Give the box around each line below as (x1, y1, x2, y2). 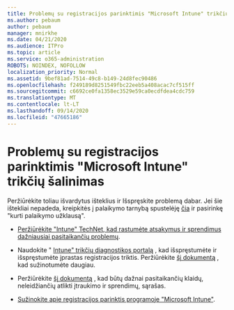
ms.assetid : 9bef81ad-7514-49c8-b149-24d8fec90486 (7, 75, 157, 82)
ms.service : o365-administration (7, 56, 104, 63)
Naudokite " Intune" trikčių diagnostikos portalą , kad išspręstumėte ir (17, 245, 217, 254)
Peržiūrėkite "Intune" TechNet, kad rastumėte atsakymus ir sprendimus (17, 224, 221, 233)
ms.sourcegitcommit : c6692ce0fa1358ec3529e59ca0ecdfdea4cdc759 (7, 88, 195, 95)
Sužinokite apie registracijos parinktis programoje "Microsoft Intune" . (17, 295, 216, 303)
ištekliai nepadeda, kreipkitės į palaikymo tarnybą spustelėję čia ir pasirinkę (7, 203, 224, 212)
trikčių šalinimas (7, 173, 104, 189)
